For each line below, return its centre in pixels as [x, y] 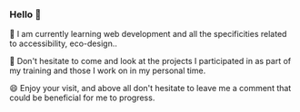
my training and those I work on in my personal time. [108, 70]
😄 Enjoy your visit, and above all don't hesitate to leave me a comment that [150, 89]
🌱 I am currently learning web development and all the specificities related [148, 34]
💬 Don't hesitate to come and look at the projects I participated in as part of [150, 61]
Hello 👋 [25, 14]
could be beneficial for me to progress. [82, 98]
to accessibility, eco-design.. [64, 43]
